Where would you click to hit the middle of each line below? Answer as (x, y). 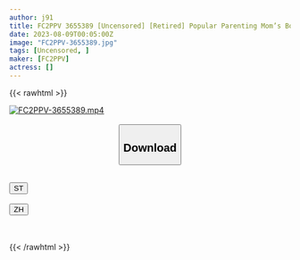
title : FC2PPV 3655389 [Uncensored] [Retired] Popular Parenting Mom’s (145, 26)
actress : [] (31, 68)
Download (150, 147)
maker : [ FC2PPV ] (39, 59)
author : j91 (31, 17)
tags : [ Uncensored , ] (50, 51)
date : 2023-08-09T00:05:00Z (62, 34)
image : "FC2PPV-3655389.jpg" (63, 42)
